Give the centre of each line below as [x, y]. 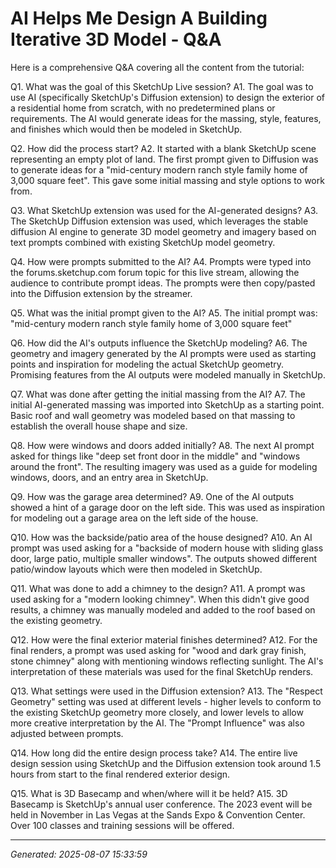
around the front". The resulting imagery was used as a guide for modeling [164, 466]
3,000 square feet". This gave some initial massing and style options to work [167, 180]
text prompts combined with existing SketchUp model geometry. [143, 242]
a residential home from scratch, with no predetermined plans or [143, 108]
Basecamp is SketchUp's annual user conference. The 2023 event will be [161, 804]
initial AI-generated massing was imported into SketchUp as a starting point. [167, 404]
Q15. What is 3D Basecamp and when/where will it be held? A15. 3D [149, 793]
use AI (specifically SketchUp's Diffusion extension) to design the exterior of [168, 97]
